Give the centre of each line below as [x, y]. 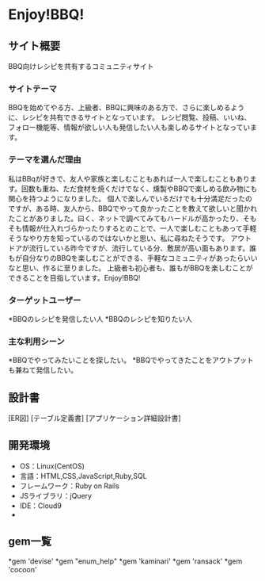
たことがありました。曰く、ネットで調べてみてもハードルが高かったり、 [126, 218]
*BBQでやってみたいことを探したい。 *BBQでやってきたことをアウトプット [131, 360]
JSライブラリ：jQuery [56, 495]
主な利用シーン [36, 341]
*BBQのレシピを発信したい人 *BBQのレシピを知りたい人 [100, 319]
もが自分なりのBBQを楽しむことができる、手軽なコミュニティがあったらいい [133, 258]
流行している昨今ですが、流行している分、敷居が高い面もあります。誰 [143, 248]
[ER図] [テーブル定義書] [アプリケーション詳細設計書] [95, 418]
